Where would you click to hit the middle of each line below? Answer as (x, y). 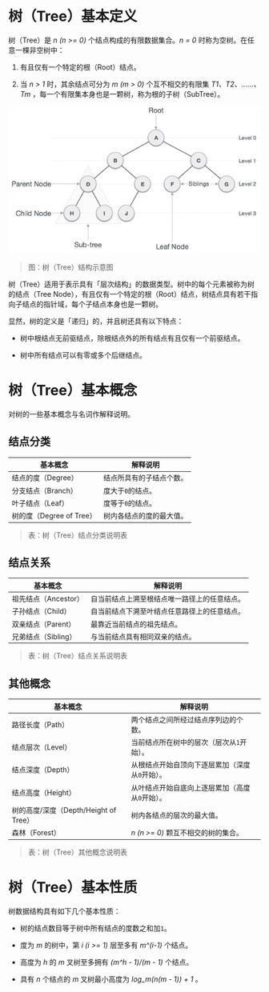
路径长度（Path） (40, 724)
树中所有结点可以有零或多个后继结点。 (83, 355)
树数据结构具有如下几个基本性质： (64, 911)
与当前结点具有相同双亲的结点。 (143, 636)
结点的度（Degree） (45, 478)
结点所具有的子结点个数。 (145, 478)
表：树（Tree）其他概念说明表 (78, 852)
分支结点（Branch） (44, 490)
